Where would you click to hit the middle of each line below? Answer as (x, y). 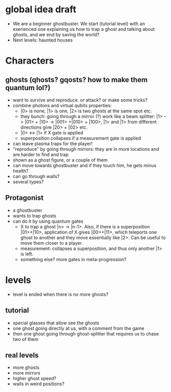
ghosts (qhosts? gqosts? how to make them (77, 80)
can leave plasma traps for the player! (52, 143)
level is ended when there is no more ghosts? (60, 294)
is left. (27, 254)
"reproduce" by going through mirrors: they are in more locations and (86, 149)
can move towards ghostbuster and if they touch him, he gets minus (84, 165)
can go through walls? (36, 176)
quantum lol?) (28, 87)
